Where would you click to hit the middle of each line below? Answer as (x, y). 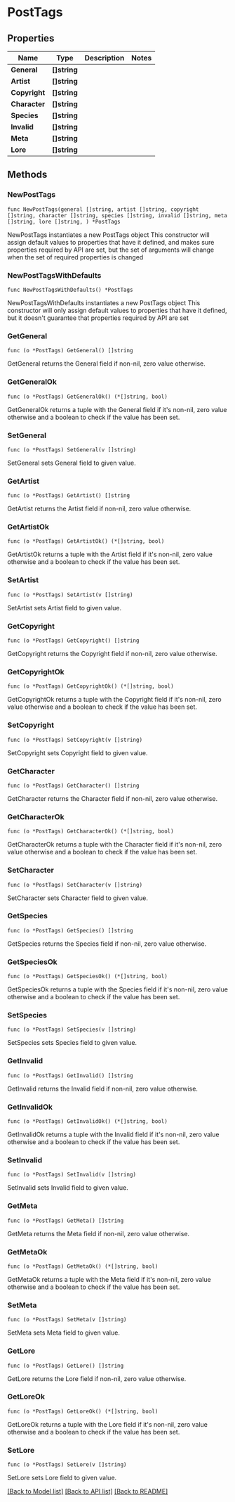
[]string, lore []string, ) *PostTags (64, 222)
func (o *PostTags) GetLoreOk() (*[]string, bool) (83, 1411)
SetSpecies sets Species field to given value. (72, 1043)
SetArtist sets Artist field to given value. (64, 608)
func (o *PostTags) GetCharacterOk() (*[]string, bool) (90, 832)
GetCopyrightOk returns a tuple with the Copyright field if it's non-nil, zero (115, 700)
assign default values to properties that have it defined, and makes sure (111, 242)
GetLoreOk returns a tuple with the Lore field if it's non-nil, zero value (108, 1424)
